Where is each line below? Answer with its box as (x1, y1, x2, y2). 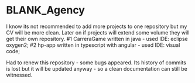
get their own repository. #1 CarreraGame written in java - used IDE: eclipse (6, 35, 189, 42)
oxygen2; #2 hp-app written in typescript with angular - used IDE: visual (6, 41, 180, 49)
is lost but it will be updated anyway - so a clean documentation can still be (6, 65, 187, 72)
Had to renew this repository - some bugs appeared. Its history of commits (6, 59, 186, 66)
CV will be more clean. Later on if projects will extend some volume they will (6, 29, 190, 36)
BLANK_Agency (6, 4, 85, 17)
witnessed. (6, 71, 33, 78)
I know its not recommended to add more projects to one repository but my (6, 23, 187, 30)
